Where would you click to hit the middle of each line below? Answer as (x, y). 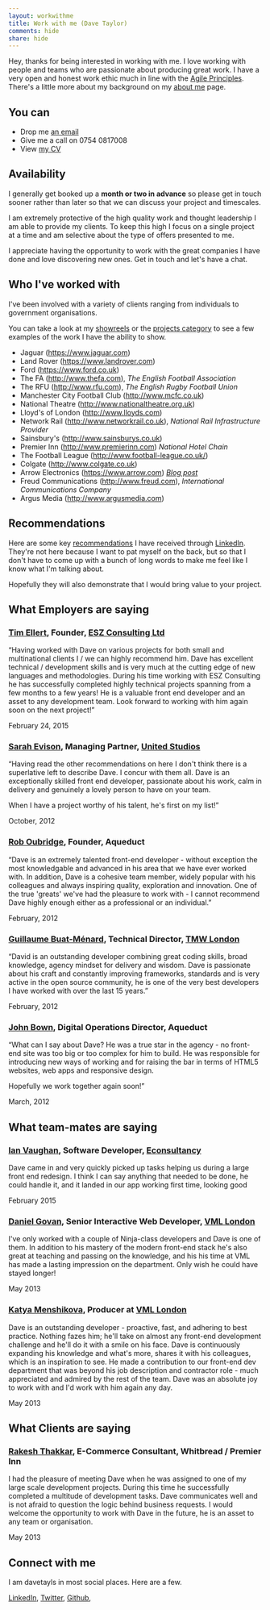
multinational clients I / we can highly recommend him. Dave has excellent (131, 659)
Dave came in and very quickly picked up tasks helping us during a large (129, 1168)
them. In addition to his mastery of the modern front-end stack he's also (128, 1248)
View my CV (40, 149)
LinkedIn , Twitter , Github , (50, 1598)
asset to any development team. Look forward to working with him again (128, 702)
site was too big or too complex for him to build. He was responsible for (141, 1053)
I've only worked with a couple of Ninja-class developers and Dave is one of (135, 1239)
